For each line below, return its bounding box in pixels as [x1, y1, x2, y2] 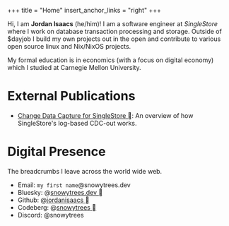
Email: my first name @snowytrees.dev [17, 180, 131, 189]
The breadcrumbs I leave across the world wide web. [7, 167, 163, 175]
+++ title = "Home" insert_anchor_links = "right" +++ [7, 6, 161, 14]
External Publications [7, 88, 136, 105]
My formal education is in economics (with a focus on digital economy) [7, 56, 214, 64]
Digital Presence [7, 144, 106, 160]
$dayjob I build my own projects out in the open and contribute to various [7, 35, 221, 43]
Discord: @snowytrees [17, 210, 84, 219]
